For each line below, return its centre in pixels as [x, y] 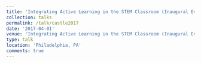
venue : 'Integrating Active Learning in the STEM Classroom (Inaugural [97, 34]
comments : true [25, 51]
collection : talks [29, 17]
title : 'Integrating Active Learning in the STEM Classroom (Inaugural [97, 12]
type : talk [20, 40]
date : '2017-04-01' [31, 28]
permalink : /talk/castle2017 [42, 23]
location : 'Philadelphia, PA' [44, 46]
